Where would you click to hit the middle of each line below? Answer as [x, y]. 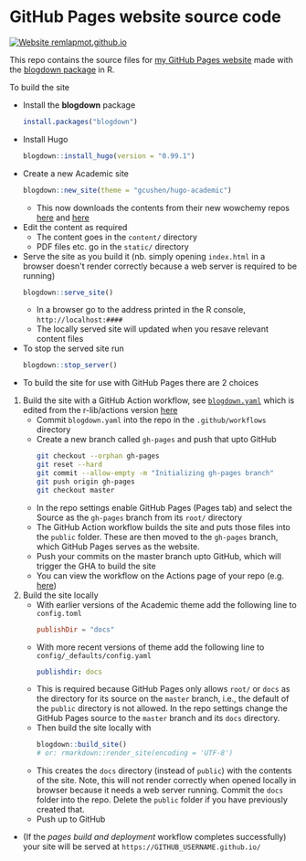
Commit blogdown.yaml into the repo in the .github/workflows [151, 420]
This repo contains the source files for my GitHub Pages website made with [152, 59]
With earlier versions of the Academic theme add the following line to [166, 604]
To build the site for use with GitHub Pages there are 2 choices [141, 383]
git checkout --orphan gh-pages [98, 456]
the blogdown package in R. [62, 69]
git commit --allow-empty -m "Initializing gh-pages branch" [155, 473]
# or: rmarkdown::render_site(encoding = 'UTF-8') [135, 753]
